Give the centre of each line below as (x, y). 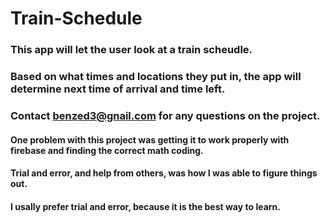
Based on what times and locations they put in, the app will (156, 77)
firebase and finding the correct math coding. (107, 150)
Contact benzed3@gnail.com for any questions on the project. (165, 115)
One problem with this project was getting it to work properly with (150, 139)
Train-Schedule (76, 18)
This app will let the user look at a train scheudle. (131, 50)
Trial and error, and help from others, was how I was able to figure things (164, 173)
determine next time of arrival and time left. (118, 89)
